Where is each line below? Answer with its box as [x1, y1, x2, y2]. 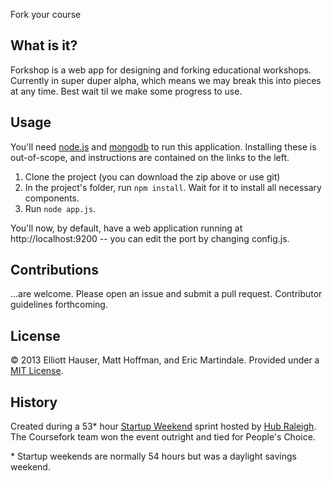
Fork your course [10, 9, 82, 20]
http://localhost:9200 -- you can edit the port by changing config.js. [10, 232, 290, 244]
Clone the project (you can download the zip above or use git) [24, 170, 281, 183]
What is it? [10, 37, 78, 54]
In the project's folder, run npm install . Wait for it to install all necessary [24, 181, 322, 193]
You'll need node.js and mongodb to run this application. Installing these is [10, 140, 317, 153]
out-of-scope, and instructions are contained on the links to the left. [10, 151, 290, 163]
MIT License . [10, 365, 64, 377]
